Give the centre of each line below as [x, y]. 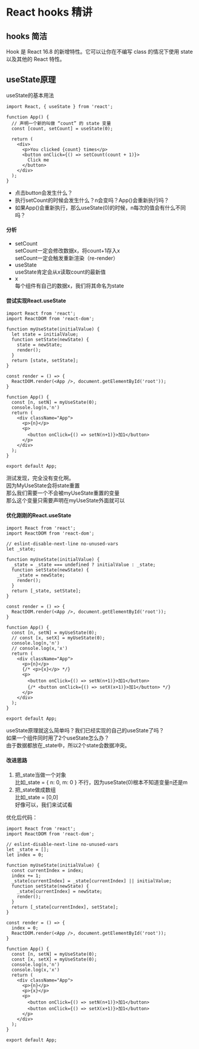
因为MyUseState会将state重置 [43, 486]
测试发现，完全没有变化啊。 [40, 478]
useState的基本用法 [30, 95]
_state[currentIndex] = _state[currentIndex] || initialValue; [91, 881]
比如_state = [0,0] [36, 797]
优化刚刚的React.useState [39, 515]
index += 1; [27, 876]
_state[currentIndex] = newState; [60, 891]
